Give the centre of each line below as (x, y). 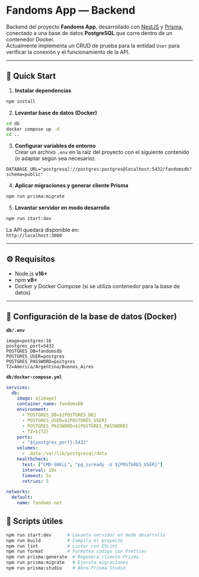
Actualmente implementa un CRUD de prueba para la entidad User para (93, 46)
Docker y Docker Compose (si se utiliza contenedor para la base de (97, 286)
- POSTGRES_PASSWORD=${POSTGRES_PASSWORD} (75, 426)
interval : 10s (39, 470)
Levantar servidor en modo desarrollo (62, 208)
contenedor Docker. (31, 39)
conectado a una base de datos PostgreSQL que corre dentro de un (89, 33)
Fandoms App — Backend (71, 10)
